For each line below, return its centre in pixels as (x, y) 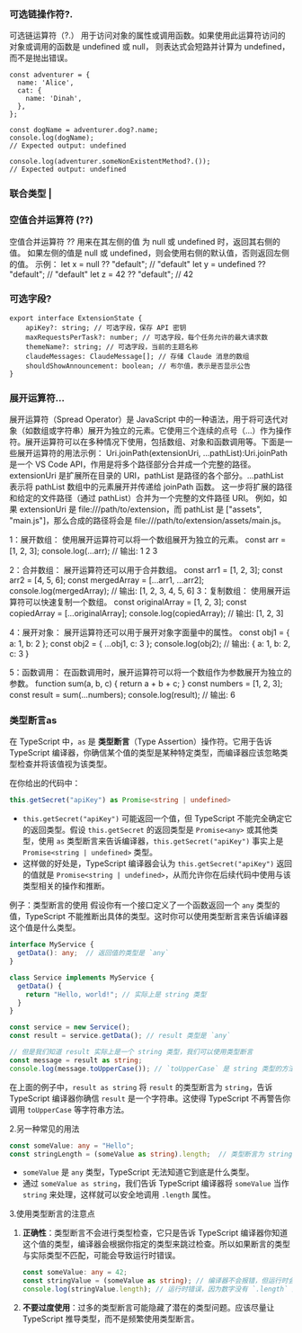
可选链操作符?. (41, 13)
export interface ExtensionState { (76, 318)
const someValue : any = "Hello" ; (72, 1145)
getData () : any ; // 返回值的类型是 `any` (93, 953)
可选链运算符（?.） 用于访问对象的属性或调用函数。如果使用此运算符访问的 (147, 36)
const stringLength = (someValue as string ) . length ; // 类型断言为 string (151, 1154)
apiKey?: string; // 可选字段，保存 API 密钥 (106, 327)
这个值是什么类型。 (45, 927)
